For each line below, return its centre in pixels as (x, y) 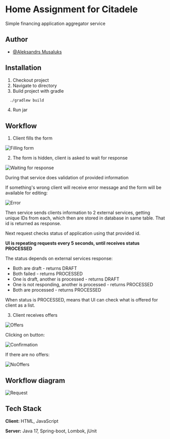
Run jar (20, 110)
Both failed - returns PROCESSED (47, 274)
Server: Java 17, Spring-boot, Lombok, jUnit (51, 431)
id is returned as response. (33, 224)
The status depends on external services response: (59, 259)
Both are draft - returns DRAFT (45, 268)
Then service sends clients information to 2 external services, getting (78, 213)
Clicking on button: (25, 335)
